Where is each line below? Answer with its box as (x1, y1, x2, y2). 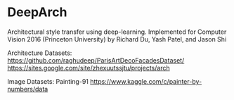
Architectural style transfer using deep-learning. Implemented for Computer (7, 27, 227, 36)
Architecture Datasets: (7, 49, 72, 57)
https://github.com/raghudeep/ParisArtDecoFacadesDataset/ (7, 56, 185, 64)
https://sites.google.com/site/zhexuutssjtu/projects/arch (7, 63, 170, 72)
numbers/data (7, 85, 48, 93)
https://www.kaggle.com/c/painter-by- (90, 77, 202, 85)
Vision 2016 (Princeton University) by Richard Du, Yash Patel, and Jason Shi (7, 35, 227, 43)
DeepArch (7, 4, 67, 20)
